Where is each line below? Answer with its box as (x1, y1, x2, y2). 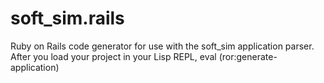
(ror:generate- (218, 50, 278, 62)
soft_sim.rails (10, 7, 125, 30)
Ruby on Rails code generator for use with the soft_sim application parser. (10, 40, 315, 52)
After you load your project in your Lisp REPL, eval (10, 50, 217, 62)
